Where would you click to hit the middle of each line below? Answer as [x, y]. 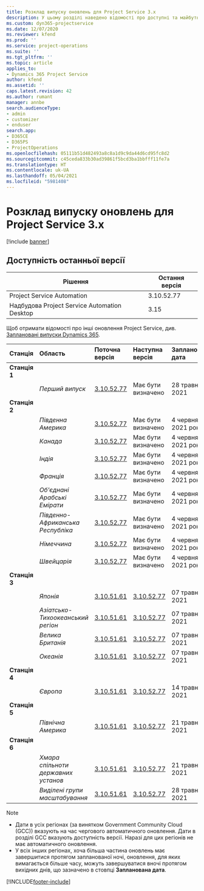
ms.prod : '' [21, 40]
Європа [51, 691]
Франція [52, 476]
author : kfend [24, 80]
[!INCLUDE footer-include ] [39, 881]
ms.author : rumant [29, 97]
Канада [51, 441]
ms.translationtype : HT [36, 165]
